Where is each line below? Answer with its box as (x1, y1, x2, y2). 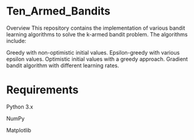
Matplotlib (6, 126, 32, 134)
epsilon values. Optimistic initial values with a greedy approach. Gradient (6, 55, 188, 62)
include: (6, 37, 27, 44)
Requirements (6, 83, 79, 97)
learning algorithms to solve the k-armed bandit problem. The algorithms (6, 30, 188, 38)
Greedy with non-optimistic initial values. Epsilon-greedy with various (6, 48, 180, 56)
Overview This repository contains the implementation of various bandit (6, 24, 186, 32)
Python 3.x (6, 103, 33, 110)
